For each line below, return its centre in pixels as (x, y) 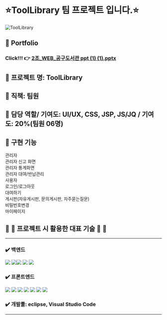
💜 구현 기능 (21, 142)
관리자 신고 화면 (21, 161)
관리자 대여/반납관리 (25, 174)
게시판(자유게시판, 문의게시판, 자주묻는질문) (47, 199)
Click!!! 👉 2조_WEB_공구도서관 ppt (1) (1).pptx (61, 58)
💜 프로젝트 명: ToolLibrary (44, 78)
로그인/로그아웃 (20, 186)
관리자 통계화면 (20, 168)
